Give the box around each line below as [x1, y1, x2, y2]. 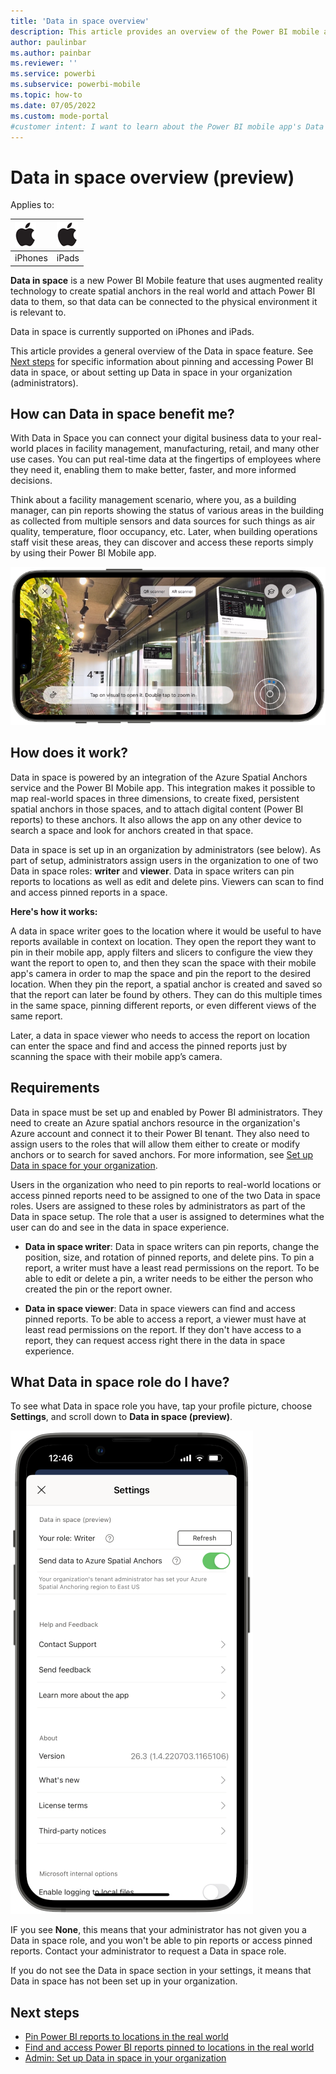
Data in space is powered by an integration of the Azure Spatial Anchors [10, 771, 308, 783]
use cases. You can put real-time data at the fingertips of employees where [10, 453, 322, 465]
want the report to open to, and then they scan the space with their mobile [10, 956, 317, 969]
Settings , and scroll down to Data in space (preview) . [10, 1411, 233, 1423]
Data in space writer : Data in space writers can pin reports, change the [24, 1240, 320, 1252]
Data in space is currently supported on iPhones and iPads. [10, 325, 255, 337]
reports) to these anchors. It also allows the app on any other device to [10, 813, 302, 825]
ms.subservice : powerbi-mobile [10, 80, 141, 90]
